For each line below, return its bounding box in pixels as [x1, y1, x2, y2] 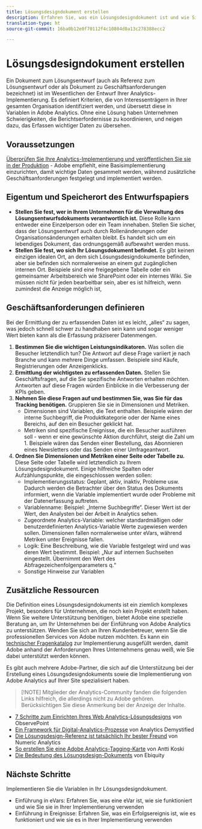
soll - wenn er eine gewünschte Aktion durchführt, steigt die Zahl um [23, 433, 194, 440]
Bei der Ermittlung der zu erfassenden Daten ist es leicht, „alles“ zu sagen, [6, 318, 191, 326]
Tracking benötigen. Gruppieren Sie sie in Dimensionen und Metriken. [14, 401, 190, 408]
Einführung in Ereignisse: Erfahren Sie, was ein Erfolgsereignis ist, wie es [14, 810, 196, 817]
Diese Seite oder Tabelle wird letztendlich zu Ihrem [14, 458, 141, 466]
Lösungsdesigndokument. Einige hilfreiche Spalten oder [14, 465, 155, 472]
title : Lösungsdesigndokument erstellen [6, 8, 109, 15]
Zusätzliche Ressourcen [6, 585, 99, 595]
